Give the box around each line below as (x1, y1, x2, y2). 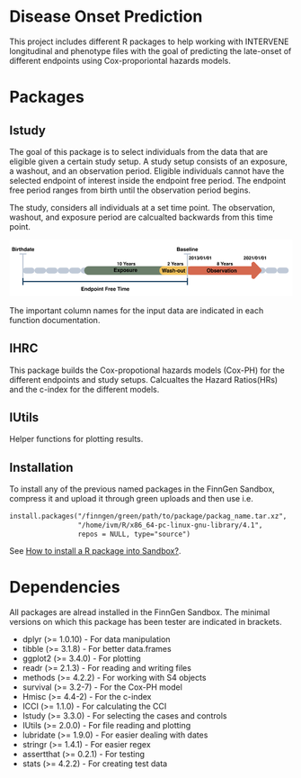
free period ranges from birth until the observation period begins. (9, 185, 252, 195)
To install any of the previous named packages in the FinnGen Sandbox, (9, 484, 276, 494)
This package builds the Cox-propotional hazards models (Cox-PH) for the (9, 365, 285, 375)
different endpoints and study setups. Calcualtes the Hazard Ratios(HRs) (9, 374, 279, 384)
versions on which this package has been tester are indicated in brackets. (9, 617, 282, 628)
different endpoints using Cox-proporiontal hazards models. (9, 55, 232, 66)
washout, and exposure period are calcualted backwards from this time (9, 212, 274, 222)
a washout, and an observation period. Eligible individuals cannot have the (9, 165, 285, 176)
